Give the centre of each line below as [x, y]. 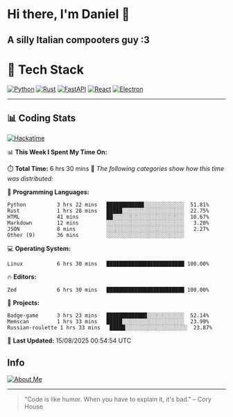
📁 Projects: [24, 303]
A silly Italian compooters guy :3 [79, 40]
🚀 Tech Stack [46, 69]
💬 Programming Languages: [48, 192]
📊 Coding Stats [42, 118]
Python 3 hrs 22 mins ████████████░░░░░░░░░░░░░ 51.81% [108, 205]
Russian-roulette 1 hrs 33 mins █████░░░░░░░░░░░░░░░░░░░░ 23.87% [110, 328]
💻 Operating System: [39, 249]
